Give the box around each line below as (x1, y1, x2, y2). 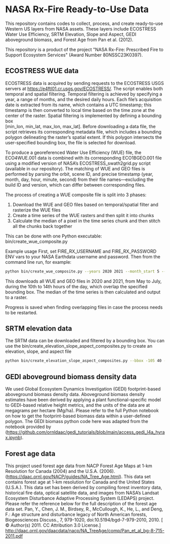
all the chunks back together (12, 223, 72, 229)
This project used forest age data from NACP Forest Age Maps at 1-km (5, 463, 153, 469)
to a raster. (5, 294, 28, 300)
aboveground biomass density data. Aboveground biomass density (5, 391, 145, 398)
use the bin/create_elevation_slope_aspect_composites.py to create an (5, 343, 153, 349)
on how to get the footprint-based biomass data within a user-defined (5, 413, 151, 419)
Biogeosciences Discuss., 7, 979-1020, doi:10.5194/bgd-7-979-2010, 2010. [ (5, 517, 163, 523)
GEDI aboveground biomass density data (5, 372, 137, 381)
